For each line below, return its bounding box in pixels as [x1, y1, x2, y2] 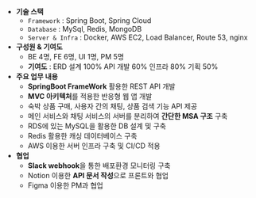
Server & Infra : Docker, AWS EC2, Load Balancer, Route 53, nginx [27, 32, 248, 42]
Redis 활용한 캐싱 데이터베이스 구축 [27, 131, 138, 140]
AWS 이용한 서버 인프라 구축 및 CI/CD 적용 [27, 141, 161, 150]
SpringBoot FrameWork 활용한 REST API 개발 [27, 82, 176, 91]
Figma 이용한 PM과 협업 [27, 181, 103, 190]
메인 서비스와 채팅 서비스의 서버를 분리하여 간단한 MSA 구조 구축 [27, 112, 228, 120]
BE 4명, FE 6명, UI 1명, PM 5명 [27, 52, 125, 61]
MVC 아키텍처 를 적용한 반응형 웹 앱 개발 [27, 92, 153, 101]
